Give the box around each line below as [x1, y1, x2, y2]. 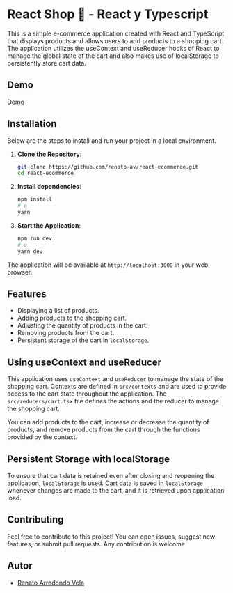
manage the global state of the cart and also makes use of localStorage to [7, 52, 219, 60]
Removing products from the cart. [17, 329, 115, 337]
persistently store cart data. [7, 59, 87, 67]
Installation [7, 118, 57, 130]
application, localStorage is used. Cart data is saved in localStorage [7, 479, 203, 487]
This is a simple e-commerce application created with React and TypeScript [7, 29, 225, 38]
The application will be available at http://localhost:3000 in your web [7, 261, 209, 269]
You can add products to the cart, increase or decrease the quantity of [7, 418, 210, 426]
